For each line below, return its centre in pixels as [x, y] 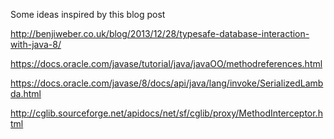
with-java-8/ [36, 44]
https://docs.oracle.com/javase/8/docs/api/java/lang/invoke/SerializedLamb [167, 83]
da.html [26, 93]
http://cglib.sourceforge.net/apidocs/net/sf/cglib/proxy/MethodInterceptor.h [166, 113]
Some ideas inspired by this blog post [88, 14]
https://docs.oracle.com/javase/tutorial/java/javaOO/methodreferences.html [166, 63]
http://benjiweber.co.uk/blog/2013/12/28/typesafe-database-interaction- [160, 33]
